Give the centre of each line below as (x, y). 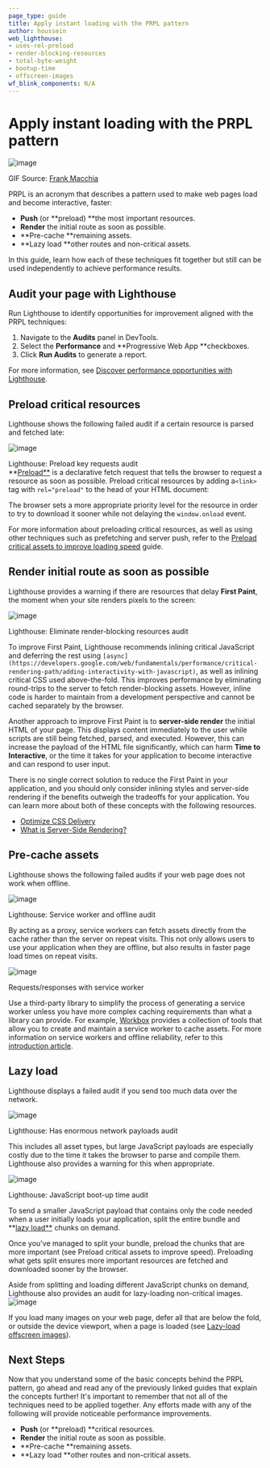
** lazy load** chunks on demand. (64, 1227)
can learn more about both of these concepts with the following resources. (133, 806)
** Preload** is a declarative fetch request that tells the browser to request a (135, 473)
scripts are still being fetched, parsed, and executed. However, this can (126, 738)
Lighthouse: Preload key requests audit (73, 464)
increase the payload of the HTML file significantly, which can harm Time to (135, 747)
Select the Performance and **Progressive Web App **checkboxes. (135, 346)
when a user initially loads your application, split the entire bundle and (124, 1219)
